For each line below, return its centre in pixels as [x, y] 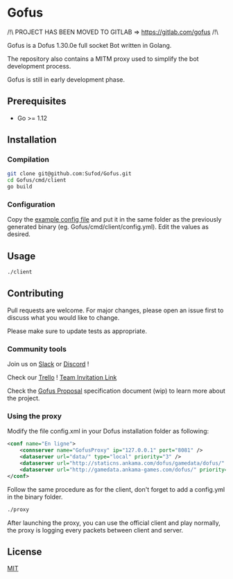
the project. [24, 398]
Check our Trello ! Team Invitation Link [62, 377]
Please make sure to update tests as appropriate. [77, 331]
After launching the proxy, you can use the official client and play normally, [114, 523]
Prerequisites [37, 101]
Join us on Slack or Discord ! [48, 364]
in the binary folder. [35, 497]
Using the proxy [35, 416]
